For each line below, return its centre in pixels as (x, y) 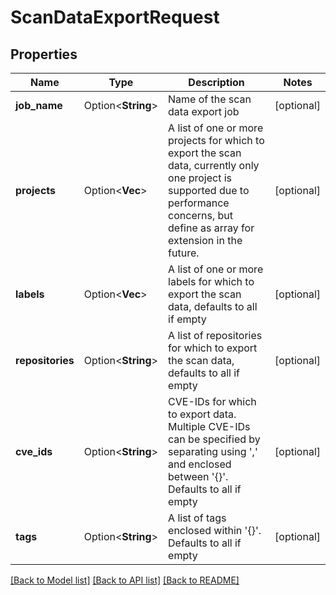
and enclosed (200, 464)
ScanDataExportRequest (115, 17)
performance (199, 203)
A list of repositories (215, 335)
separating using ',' (213, 451)
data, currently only (214, 165)
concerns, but (200, 215)
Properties (44, 54)
